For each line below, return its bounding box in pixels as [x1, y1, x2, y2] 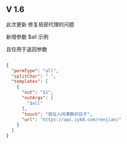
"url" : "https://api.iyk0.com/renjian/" [21, 117, 122, 122]
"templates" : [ [11, 79, 49, 85]
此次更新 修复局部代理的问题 [6, 20, 74, 28]
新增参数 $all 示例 [6, 33, 49, 40]
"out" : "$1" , [21, 90, 54, 96]
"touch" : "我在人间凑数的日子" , [21, 111, 92, 117]
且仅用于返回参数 [6, 45, 47, 52]
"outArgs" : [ [21, 95, 54, 101]
